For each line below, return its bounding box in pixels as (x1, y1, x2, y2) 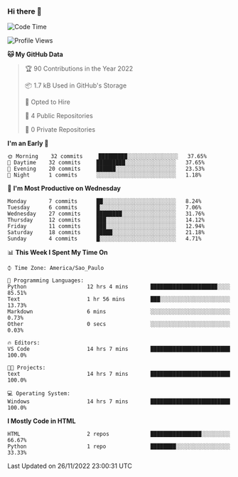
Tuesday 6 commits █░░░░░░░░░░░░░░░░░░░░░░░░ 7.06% (7, 204, 202, 211)
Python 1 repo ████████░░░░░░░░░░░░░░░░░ (7, 443, 231, 451)
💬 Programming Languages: (7, 277, 84, 284)
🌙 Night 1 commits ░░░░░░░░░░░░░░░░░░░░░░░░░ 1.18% (7, 172, 202, 179)
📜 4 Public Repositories (24, 112, 94, 120)
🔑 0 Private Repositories (24, 125, 96, 134)
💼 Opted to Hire (24, 98, 71, 106)
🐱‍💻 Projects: (7, 365, 46, 372)
